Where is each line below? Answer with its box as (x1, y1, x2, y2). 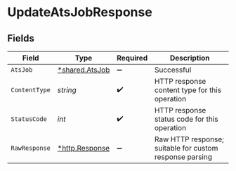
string (57, 85, 77, 95)
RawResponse (11, 144, 51, 152)
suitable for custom (154, 144, 218, 153)
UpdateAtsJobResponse (7, 4, 152, 20)
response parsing (154, 152, 213, 162)
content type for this (154, 85, 222, 95)
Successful (154, 65, 192, 75)
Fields (7, 32, 35, 44)
